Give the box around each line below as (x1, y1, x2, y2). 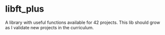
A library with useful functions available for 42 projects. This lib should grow (5, 19, 161, 25)
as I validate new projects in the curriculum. (5, 24, 94, 30)
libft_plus (5, 3, 44, 15)
